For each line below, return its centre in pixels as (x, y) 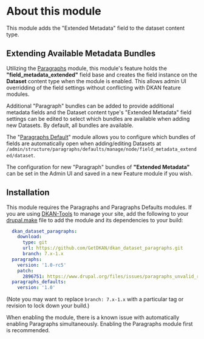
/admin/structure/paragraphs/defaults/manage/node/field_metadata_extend (102, 149)
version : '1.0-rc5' (42, 265)
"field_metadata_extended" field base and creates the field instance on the (102, 75)
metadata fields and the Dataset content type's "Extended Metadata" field (99, 112)
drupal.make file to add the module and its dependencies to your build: (95, 220)
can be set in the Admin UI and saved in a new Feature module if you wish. (100, 173)
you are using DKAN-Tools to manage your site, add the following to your (98, 213)
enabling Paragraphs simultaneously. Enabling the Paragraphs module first (100, 324)
